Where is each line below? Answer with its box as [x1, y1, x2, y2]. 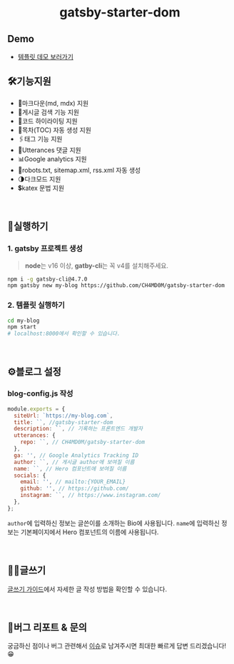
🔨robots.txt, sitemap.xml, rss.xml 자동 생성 [17, 166, 141, 174]
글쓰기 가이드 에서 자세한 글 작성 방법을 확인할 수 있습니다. [7, 585, 168, 593]
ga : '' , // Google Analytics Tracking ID [14, 451, 139, 459]
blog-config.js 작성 [7, 388, 73, 398]
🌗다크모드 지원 [17, 174, 61, 183]
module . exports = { [7, 405, 66, 413]
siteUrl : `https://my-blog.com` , [14, 412, 113, 419]
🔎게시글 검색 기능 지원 [17, 108, 80, 116]
